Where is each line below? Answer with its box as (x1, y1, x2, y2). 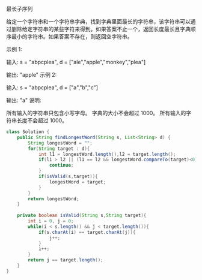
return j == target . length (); (28, 257, 103, 263)
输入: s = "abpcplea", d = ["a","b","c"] (6, 84, 98, 91)
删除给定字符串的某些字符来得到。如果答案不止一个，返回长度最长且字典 (11, 26, 191, 32)
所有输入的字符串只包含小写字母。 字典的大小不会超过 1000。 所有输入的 (6, 110, 186, 116)
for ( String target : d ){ (28, 146, 90, 152)
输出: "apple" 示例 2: (6, 71, 57, 78)
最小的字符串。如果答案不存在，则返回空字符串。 (11, 33, 133, 40)
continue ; (49, 162, 74, 168)
